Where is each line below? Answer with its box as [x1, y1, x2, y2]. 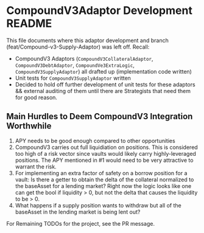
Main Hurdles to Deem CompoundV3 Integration [6, 111, 193, 122]
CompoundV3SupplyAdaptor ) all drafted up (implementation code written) [15, 68, 192, 75]
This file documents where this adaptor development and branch [6, 37, 169, 44]
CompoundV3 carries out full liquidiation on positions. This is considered [15, 144, 198, 151]
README [6, 16, 52, 30]
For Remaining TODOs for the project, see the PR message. [6, 220, 155, 227]
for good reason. [15, 94, 58, 101]
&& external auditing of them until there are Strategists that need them [15, 87, 191, 94]
